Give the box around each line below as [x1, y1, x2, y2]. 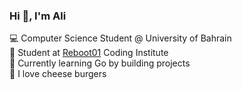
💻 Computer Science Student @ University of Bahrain [9, 32, 232, 44]
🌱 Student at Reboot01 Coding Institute [9, 47, 169, 59]
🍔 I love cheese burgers [9, 68, 107, 80]
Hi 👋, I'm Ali [9, 9, 67, 23]
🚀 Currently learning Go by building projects [9, 57, 191, 69]
